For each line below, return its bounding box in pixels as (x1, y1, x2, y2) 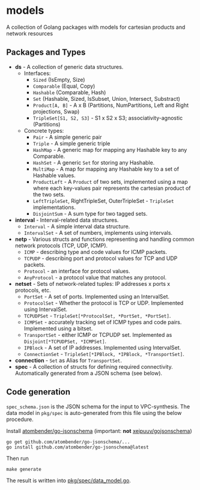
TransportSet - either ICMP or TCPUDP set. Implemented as (23, 331, 172, 338)
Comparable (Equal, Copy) (32, 82, 95, 89)
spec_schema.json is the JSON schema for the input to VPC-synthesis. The (6, 403, 190, 410)
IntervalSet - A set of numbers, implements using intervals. (23, 229, 173, 236)
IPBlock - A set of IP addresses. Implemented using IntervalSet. (23, 343, 181, 351)
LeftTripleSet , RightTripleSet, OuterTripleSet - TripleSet (32, 197, 174, 204)
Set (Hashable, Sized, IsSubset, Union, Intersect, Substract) (32, 95, 180, 102)
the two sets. (32, 190, 65, 198)
